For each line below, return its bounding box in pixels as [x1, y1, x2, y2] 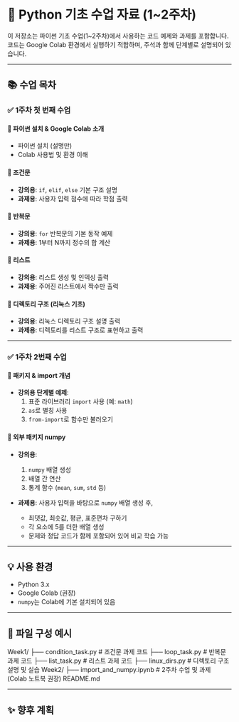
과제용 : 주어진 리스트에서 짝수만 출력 [17, 282, 119, 291]
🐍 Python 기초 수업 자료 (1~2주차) [7, 6, 197, 23]
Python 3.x [17, 580, 50, 589]
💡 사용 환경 [7, 561, 53, 573]
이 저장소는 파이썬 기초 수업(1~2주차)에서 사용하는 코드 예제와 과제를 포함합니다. [7, 31, 229, 40]
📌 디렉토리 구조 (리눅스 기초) [7, 299, 85, 308]
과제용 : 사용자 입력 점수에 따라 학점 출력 [17, 194, 128, 203]
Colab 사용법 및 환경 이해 [17, 151, 89, 159]
